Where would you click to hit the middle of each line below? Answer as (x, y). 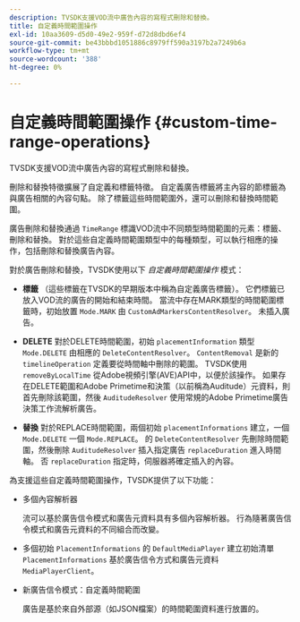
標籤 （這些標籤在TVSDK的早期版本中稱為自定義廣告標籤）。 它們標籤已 (153, 288)
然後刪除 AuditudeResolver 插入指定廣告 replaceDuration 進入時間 (160, 449)
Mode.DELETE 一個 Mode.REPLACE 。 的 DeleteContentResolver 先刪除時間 (151, 439)
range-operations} (80, 142)
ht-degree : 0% (36, 68)
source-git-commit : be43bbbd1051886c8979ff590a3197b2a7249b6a (128, 43)
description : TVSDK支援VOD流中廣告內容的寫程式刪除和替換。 (111, 17)
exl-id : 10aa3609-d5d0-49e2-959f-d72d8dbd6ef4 (98, 34)
